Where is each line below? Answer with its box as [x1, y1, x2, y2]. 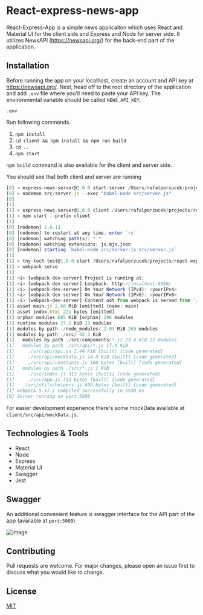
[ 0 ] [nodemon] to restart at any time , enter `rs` [6, 230, 137, 236]
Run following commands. [6, 118, 71, 126]
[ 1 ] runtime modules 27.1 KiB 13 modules [6, 320, 112, 326]
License [6, 586, 37, 596]
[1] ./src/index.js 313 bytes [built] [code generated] [6, 371, 161, 377]
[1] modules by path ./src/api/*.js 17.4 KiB [6, 343, 129, 349]
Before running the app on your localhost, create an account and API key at [6, 76, 194, 84]
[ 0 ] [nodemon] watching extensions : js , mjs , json [6, 241, 131, 247]
